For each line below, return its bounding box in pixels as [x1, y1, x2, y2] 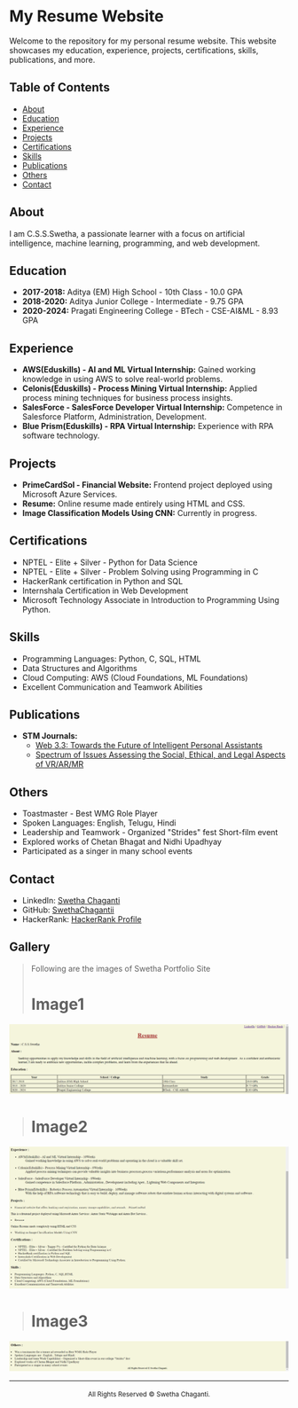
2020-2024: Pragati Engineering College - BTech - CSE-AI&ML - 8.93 [21, 306, 279, 317]
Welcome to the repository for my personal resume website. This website [9, 35, 277, 46]
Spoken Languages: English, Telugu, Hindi [21, 817, 176, 828]
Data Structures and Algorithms [21, 662, 137, 673]
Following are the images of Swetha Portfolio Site [30, 963, 211, 974]
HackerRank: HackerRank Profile [21, 914, 142, 925]
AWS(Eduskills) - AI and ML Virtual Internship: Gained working [21, 364, 256, 375]
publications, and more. [9, 54, 96, 65]
